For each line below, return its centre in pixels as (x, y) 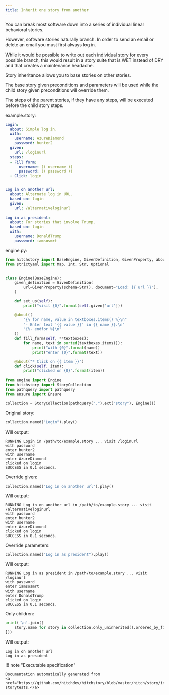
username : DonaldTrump (38, 236)
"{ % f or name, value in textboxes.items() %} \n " (75, 319)
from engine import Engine (33, 380)
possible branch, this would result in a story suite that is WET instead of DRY (84, 60)
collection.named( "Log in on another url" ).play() (59, 486)
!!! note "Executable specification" (40, 665)
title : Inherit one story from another (47, 10)
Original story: (20, 413)
